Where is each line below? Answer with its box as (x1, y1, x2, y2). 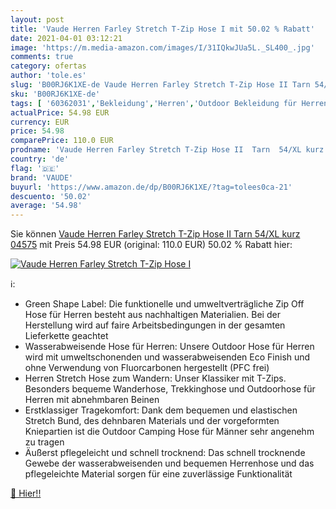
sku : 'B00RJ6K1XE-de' (10, 89, 101, 99)
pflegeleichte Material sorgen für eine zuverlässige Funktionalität (24, 468, 293, 480)
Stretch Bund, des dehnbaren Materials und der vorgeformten (24, 415, 280, 427)
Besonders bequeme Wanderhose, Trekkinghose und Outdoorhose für (24, 383, 316, 395)
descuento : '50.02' (10, 191, 92, 201)
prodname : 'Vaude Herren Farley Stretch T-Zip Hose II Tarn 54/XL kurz (10, 145, 325, 155)
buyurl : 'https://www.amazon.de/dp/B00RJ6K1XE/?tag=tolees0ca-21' (10, 182, 293, 192)
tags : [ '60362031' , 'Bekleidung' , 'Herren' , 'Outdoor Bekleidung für (10, 98, 298, 108)
